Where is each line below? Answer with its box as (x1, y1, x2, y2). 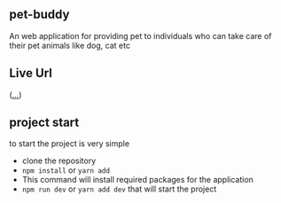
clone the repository (21, 155, 97, 167)
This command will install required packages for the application (21, 175, 254, 185)
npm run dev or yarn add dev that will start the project (21, 183, 217, 194)
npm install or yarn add (21, 165, 111, 176)
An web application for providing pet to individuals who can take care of (9, 30, 272, 41)
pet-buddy (9, 7, 70, 22)
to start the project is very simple (9, 138, 130, 149)
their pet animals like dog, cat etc (9, 40, 131, 51)
